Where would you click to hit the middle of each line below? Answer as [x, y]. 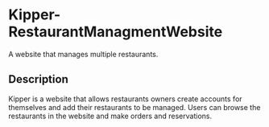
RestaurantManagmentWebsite [116, 32]
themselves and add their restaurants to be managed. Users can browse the [134, 107]
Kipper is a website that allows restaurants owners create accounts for [126, 99]
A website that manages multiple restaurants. [83, 54]
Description [38, 79]
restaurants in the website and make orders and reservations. [110, 116]
